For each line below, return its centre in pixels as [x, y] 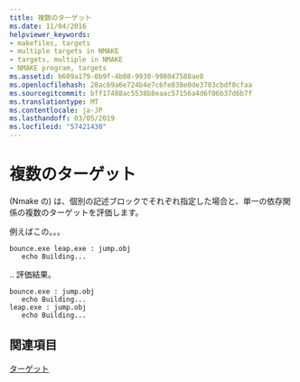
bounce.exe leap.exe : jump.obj [70, 248]
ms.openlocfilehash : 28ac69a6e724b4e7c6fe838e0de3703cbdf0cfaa [131, 85]
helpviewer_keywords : [50, 34]
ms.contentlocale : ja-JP [56, 110]
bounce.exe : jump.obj [52, 291]
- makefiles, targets [50, 43]
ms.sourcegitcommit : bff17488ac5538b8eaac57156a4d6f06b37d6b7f [131, 93]
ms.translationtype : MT [54, 102]
